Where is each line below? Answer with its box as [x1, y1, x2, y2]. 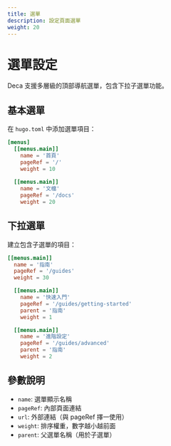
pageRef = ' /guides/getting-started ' [20, 300, 133, 307]
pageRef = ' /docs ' [20, 192, 75, 199]
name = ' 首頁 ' [20, 152, 60, 159]
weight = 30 [14, 274, 50, 281]
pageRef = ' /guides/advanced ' [20, 340, 110, 347]
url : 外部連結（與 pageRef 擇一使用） [17, 413, 128, 421]
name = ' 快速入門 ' [20, 294, 71, 301]
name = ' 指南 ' [14, 261, 53, 268]
